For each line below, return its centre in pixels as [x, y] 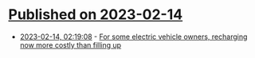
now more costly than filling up [71, 44]
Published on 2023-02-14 [96, 15]
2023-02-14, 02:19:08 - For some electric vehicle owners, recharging [133, 37]
